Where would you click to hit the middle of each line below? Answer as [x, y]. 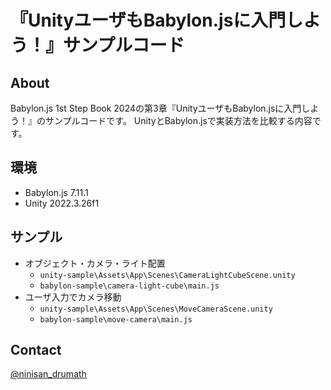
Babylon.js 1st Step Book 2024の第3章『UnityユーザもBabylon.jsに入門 [156, 108]
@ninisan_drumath [48, 374]
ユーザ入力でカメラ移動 [73, 297]
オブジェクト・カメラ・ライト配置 [95, 263]
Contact [36, 350]
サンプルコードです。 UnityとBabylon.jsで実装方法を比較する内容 [178, 120]
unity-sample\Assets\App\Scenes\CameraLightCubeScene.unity [167, 275]
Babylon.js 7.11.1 [56, 192]
